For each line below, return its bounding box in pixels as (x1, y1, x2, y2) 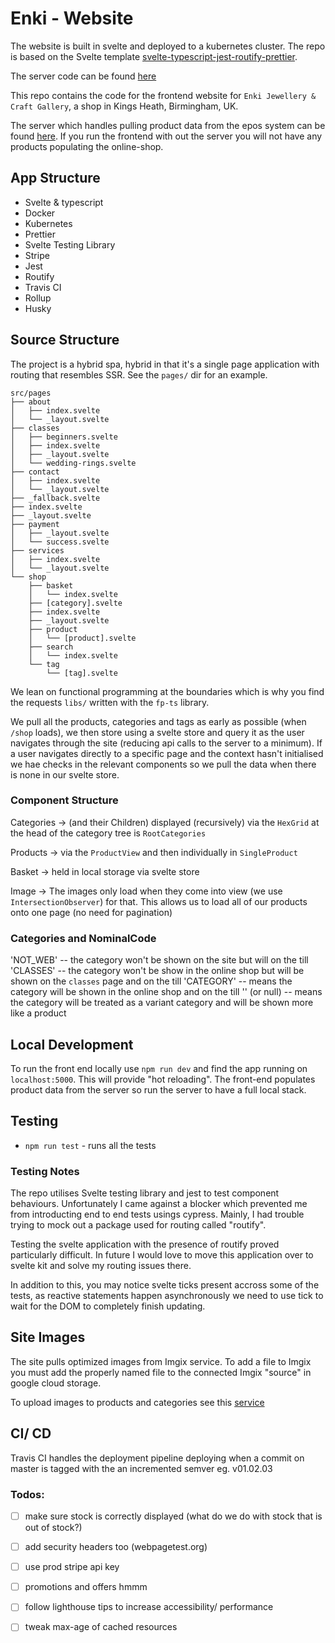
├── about (10, 397, 52, 407)
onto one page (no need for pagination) (10, 906, 173, 918)
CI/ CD (10, 1425, 52, 1442)
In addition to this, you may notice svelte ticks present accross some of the (10, 1279, 320, 1291)
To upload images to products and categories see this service (10, 1396, 265, 1408)
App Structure (10, 170, 101, 187)
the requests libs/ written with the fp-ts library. (10, 696, 210, 708)
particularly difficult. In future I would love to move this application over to (10, 1249, 314, 1261)
